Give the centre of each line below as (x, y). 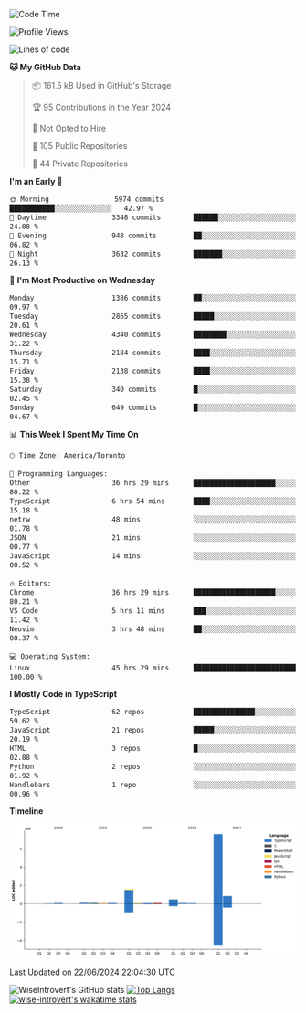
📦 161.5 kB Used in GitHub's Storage (101, 85)
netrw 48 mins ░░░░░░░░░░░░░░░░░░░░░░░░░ (153, 520)
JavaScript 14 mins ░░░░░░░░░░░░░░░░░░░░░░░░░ (153, 556)
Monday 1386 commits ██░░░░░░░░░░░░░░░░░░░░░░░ (153, 298)
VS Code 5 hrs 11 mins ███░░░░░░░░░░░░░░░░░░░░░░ (153, 611)
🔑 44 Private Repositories (79, 164)
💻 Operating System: (50, 657)
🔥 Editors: (31, 584)
